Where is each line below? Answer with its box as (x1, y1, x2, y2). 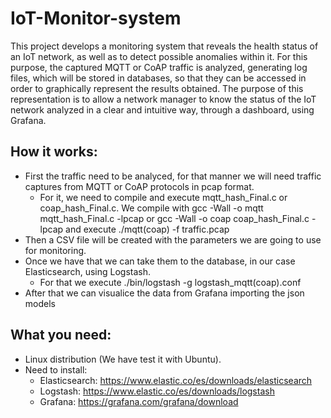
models (24, 297, 56, 309)
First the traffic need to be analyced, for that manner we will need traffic (24, 170, 322, 182)
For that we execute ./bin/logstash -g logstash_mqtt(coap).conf (39, 276, 302, 288)
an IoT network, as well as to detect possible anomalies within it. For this (10, 50, 308, 62)
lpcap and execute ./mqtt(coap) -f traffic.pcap (39, 223, 230, 235)
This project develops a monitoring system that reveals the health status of (10, 40, 319, 52)
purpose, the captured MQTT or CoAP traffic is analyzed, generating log (10, 61, 308, 73)
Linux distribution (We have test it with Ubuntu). (24, 353, 222, 365)
